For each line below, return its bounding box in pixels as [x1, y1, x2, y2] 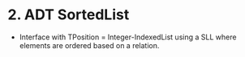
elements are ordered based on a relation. [19, 40, 160, 50]
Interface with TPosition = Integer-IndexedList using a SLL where [19, 32, 237, 42]
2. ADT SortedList [7, 6, 130, 24]
